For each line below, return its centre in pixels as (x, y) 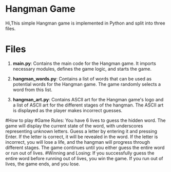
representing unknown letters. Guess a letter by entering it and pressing (81, 131)
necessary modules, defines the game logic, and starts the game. (82, 69)
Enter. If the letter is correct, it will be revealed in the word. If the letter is (82, 137)
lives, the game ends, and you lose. (43, 164)
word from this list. (33, 90)
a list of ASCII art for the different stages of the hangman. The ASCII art (88, 105)
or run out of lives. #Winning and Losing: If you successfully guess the (80, 153)
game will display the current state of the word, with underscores (74, 125)
